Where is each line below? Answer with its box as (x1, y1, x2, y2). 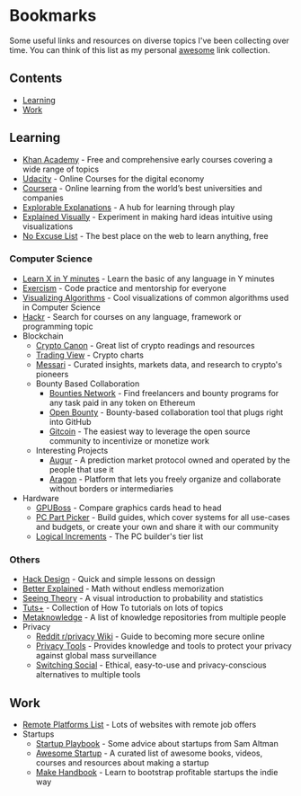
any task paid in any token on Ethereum (49, 397, 196, 408)
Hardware (22, 492, 60, 503)
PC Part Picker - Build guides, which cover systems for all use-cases (35, 511, 290, 522)
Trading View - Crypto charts (35, 349, 144, 360)
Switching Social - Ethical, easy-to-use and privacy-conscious (35, 659, 267, 670)
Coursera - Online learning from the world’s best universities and (22, 182, 262, 193)
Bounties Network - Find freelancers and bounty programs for (49, 387, 279, 398)
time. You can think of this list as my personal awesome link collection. (9, 44, 270, 55)
